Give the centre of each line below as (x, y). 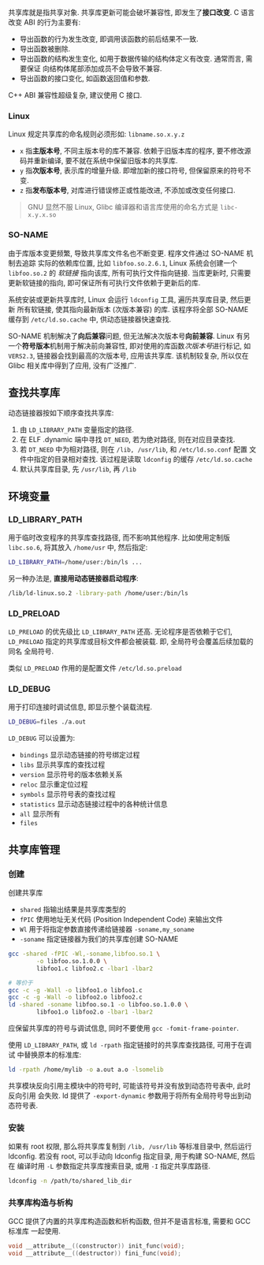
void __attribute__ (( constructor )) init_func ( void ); (97, 1246)
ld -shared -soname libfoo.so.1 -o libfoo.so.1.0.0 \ (99, 1005)
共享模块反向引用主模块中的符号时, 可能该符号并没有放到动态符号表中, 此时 (129, 1085)
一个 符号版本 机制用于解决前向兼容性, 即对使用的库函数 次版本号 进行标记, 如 (129, 345)
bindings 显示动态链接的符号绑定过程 (80, 755)
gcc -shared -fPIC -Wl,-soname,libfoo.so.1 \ (84, 954)
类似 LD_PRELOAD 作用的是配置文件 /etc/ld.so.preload (95, 668)
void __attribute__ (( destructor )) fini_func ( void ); (95, 1254)
